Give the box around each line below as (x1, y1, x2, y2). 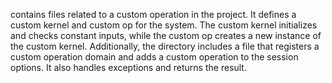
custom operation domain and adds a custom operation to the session (10, 51, 299, 63)
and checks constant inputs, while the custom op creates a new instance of (10, 30, 322, 41)
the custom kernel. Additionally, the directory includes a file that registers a (10, 40, 320, 52)
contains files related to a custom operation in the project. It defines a (10, 9, 297, 20)
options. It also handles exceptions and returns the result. (10, 62, 247, 73)
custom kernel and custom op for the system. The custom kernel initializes (10, 19, 318, 31)
